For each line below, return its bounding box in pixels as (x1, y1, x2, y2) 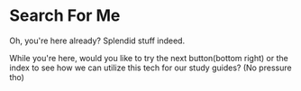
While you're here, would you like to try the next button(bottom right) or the (9, 52, 288, 63)
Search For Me (9, 5, 121, 26)
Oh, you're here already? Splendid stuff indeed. (9, 35, 186, 46)
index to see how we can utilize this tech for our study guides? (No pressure (9, 62, 292, 73)
